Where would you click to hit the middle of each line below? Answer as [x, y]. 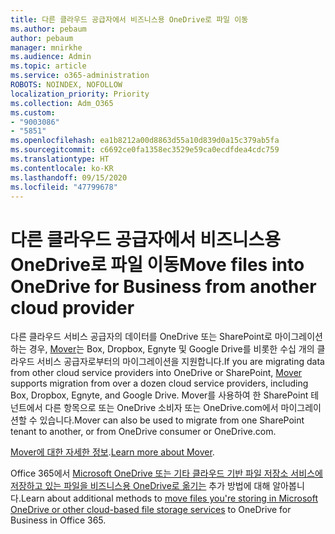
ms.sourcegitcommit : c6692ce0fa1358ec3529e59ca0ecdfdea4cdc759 [145, 150]
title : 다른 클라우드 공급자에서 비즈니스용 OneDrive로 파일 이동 [129, 19]
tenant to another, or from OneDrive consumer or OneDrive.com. [143, 432]
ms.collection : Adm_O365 [62, 103]
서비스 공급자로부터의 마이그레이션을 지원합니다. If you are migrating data [180, 362]
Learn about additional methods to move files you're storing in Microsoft [169, 498]
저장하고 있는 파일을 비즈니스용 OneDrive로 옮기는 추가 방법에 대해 [140, 486]
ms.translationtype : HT [60, 159]
